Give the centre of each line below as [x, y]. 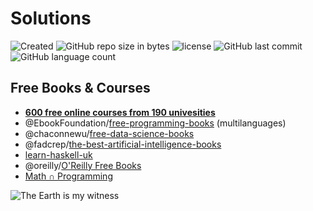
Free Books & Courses [80, 88]
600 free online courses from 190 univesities [120, 112]
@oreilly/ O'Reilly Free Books [83, 165]
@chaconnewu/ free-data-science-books [109, 133]
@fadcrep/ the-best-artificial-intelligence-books [123, 144]
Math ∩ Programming [68, 176]
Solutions [51, 18]
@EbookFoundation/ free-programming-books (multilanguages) [155, 123]
